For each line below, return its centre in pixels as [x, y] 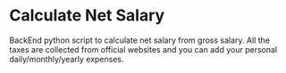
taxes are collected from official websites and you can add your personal [143, 49]
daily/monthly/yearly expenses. [67, 59]
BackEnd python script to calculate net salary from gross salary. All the [140, 40]
